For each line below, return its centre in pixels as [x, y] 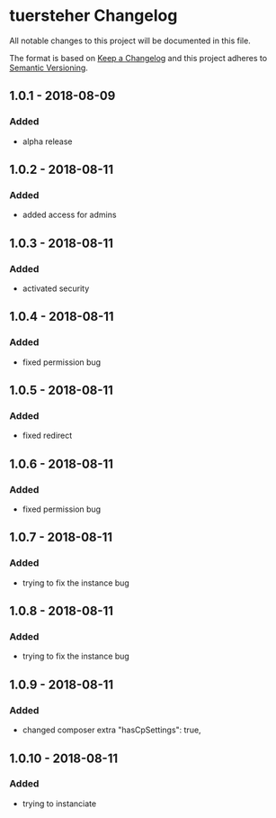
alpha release [48, 141]
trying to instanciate [59, 804]
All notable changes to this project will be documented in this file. [130, 41]
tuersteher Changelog [93, 16]
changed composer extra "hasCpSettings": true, [111, 730]
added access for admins [69, 215]
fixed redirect [47, 436]
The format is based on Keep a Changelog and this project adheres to [138, 58]
